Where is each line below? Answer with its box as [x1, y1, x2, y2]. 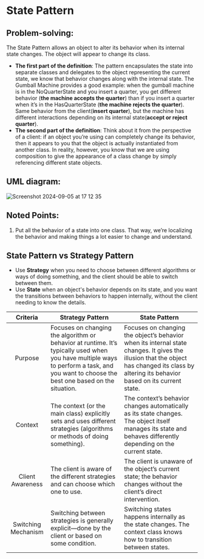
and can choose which [50, 480, 115, 489]
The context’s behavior [124, 394, 189, 403]
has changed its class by [124, 362, 195, 370]
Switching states [124, 505, 172, 513]
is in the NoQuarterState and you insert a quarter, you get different [15, 88, 182, 95]
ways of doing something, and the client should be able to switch [15, 273, 178, 280]
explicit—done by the [50, 524, 111, 532]
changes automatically [124, 402, 189, 410]
